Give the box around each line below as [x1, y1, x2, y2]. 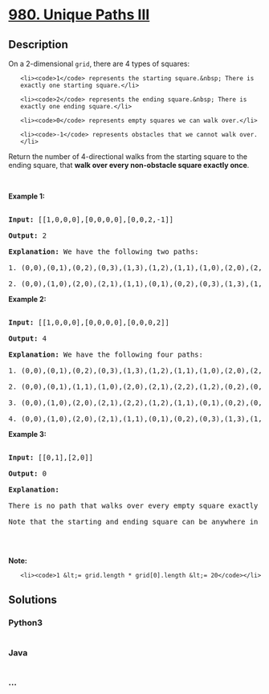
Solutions [8, 593, 58, 607]
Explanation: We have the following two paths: [8, 247, 199, 256]
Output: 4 [8, 334, 47, 343]
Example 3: [8, 430, 47, 439]
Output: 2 [8, 231, 47, 240]
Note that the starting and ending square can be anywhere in [8, 517, 259, 526]
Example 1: [8, 191, 46, 201]
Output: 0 [8, 469, 47, 478]
